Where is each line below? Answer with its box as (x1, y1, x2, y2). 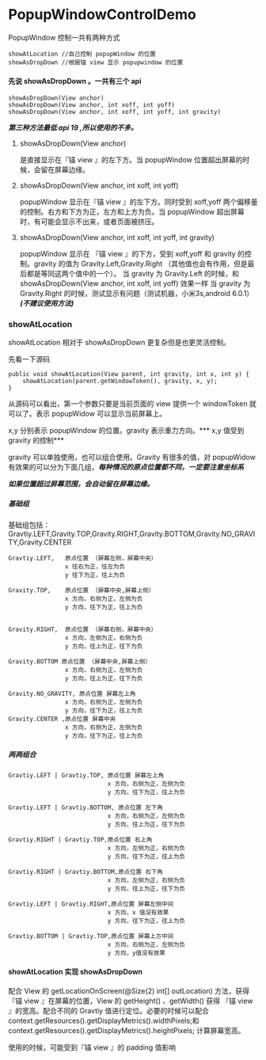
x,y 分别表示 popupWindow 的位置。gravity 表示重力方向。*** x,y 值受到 (8, 426, 245, 435)
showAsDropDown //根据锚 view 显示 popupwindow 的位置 (8, 58, 184, 66)
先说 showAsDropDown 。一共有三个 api (8, 76, 142, 85)
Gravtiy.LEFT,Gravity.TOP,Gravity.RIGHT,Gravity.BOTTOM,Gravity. (8, 529, 222, 539)
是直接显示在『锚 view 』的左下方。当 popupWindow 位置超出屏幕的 (19, 155, 243, 165)
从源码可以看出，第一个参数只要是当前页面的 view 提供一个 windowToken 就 (8, 399, 257, 408)
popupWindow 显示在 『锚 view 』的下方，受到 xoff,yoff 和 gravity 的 (19, 249, 245, 259)
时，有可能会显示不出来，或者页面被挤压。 (19, 217, 159, 226)
